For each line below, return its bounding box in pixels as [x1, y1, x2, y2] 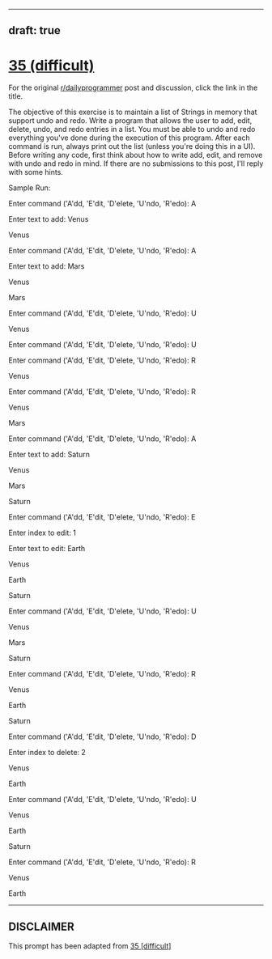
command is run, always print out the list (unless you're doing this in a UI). [8, 142, 256, 151]
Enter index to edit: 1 [8, 528, 77, 538]
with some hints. [8, 168, 63, 177]
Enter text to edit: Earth [8, 544, 86, 554]
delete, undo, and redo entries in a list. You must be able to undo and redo [8, 125, 256, 134]
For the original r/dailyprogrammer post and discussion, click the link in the [8, 83, 258, 93]
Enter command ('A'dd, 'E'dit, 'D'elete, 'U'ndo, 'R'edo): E [8, 512, 196, 522]
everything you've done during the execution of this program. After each [8, 133, 250, 142]
